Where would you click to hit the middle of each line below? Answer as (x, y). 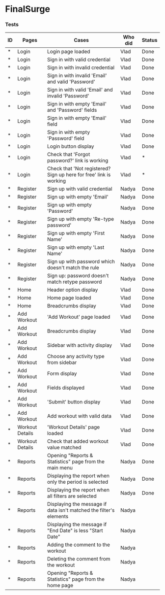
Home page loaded (69, 298)
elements (58, 517)
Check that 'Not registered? (79, 168)
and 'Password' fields (72, 110)
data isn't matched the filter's (81, 510)
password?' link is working (78, 161)
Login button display (70, 146)
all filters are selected (72, 496)
